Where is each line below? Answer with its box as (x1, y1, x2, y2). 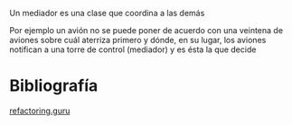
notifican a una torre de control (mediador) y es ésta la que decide (9, 44, 257, 55)
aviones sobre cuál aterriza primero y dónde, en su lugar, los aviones (9, 35, 267, 45)
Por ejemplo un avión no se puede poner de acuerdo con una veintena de (9, 25, 283, 35)
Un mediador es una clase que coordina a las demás (9, 8, 205, 18)
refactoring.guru (9, 105, 71, 116)
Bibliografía (9, 76, 99, 96)
